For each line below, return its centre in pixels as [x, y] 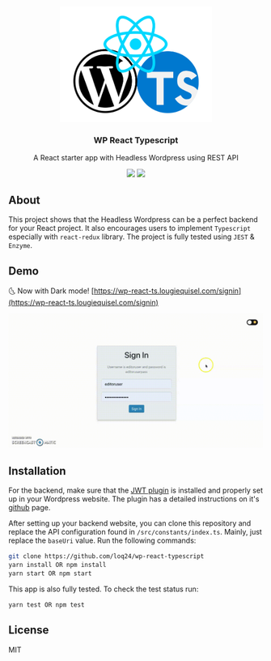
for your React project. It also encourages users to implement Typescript [129, 228]
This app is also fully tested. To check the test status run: [104, 589]
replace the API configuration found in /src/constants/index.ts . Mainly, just [135, 532]
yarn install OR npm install [57, 565]
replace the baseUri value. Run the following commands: [102, 540]
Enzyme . [20, 245]
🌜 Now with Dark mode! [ [51, 291]
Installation [37, 471]
